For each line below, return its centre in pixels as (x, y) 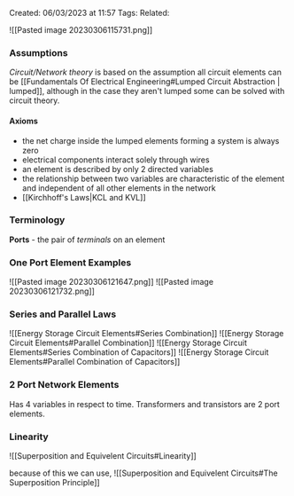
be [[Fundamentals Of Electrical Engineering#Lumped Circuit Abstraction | (145, 82)
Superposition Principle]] (54, 482)
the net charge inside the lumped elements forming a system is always (151, 140)
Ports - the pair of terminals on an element (87, 240)
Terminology (37, 220)
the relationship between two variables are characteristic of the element (153, 178)
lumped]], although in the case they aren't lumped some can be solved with (147, 91)
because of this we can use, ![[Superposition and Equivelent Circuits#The (143, 473)
